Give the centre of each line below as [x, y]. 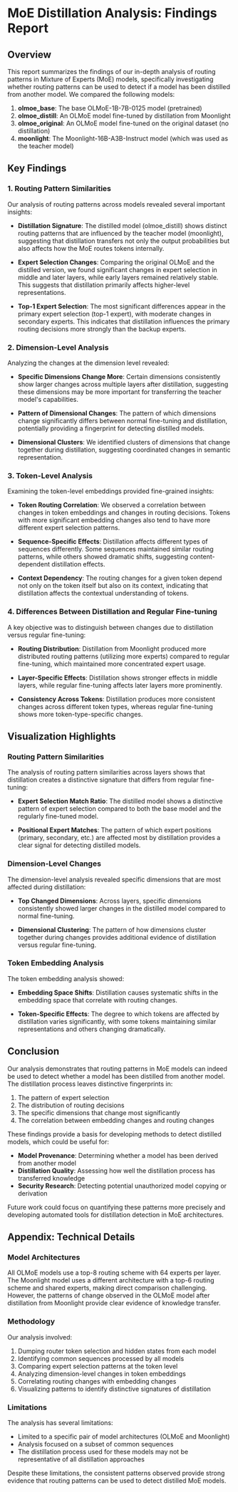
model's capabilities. [48, 399]
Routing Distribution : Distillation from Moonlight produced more [112, 648]
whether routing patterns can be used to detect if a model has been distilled [119, 87]
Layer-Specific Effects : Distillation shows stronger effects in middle [118, 678]
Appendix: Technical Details [71, 1237]
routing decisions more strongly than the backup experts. [102, 328]
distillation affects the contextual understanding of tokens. [103, 594]
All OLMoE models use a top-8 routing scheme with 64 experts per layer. [114, 1273]
